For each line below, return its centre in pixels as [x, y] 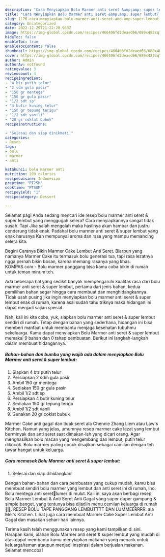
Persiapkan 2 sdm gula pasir [41, 377]
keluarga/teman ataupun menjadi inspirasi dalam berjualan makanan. [75, 545]
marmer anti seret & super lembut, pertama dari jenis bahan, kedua [73, 287]
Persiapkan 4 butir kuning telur [43, 398]
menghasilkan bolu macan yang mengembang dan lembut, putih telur [75, 439]
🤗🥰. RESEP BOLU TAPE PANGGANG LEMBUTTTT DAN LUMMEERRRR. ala [80, 509]
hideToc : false [21, 37]
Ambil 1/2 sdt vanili [31, 409]
